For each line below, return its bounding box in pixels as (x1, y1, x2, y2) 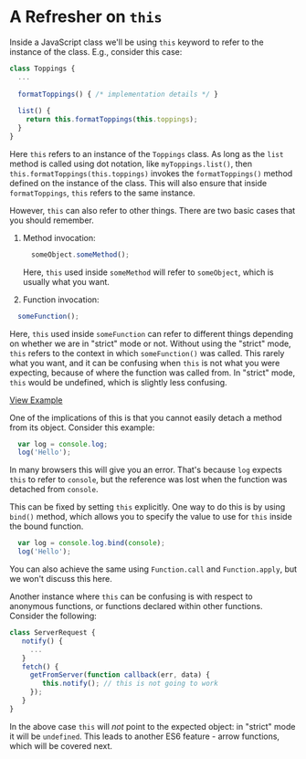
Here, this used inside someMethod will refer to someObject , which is (22, 267, 274, 278)
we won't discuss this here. (9, 574, 112, 585)
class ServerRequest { (9, 628, 96, 638)
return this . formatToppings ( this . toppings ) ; (26, 115, 198, 124)
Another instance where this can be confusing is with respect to (9, 591, 253, 602)
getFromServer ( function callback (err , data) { (29, 670, 210, 680)
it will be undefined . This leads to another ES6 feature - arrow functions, (9, 731, 280, 742)
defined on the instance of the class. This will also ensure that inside (9, 177, 268, 188)
